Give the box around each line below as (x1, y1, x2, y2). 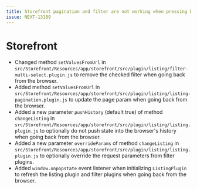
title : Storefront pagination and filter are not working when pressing (6, 8, 188, 15)
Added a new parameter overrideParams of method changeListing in (14, 140, 179, 147)
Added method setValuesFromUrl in (14, 83, 100, 91)
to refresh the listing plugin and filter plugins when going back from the (14, 171, 186, 178)
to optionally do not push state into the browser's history (40, 127, 177, 134)
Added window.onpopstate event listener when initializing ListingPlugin (14, 165, 187, 172)
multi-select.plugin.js (14, 72, 73, 78)
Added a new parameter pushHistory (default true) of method (14, 109, 163, 116)
